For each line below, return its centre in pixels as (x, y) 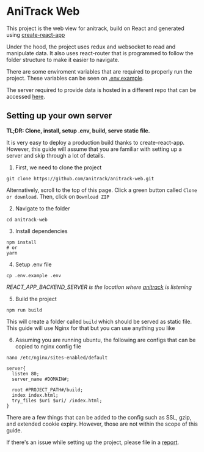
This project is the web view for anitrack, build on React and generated (95, 28)
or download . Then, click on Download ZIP (58, 196)
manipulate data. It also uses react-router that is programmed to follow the (100, 53)
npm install (21, 242)
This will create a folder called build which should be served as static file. (99, 321)
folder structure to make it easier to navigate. (63, 59)
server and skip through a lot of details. (56, 155)
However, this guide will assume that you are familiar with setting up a (94, 149)
